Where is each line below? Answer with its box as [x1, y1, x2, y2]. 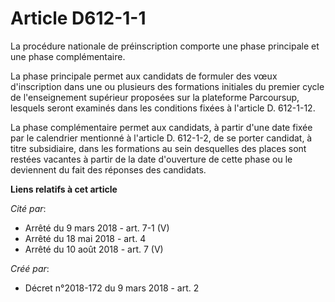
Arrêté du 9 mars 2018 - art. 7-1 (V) [24, 222, 170, 234]
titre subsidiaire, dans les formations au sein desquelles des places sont [10, 142, 307, 154]
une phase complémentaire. [10, 50, 126, 62]
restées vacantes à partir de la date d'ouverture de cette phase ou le [10, 153, 293, 165]
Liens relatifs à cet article [10, 183, 118, 195]
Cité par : [10, 202, 47, 214]
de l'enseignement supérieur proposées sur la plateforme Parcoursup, [10, 91, 300, 103]
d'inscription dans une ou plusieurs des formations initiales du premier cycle [10, 80, 325, 92]
